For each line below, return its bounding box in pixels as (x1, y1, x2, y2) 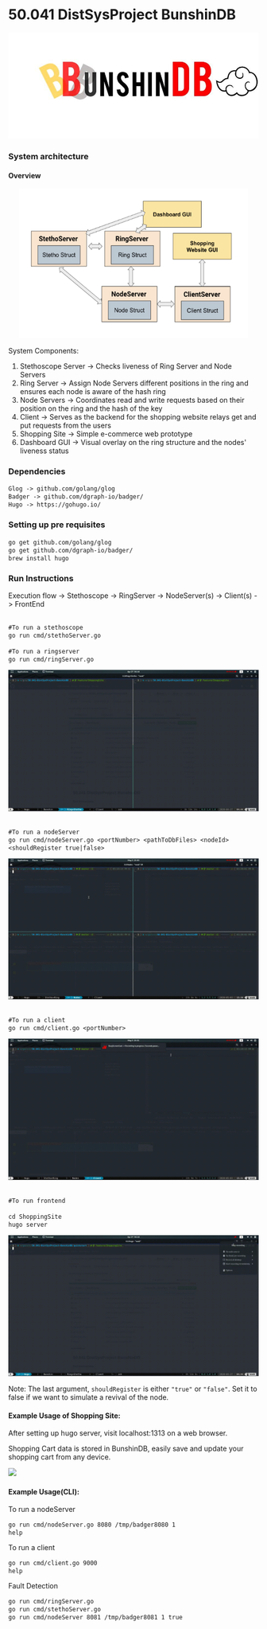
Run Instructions (8, 572, 74, 584)
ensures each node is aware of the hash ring (19, 387, 167, 397)
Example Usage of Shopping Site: (8, 1411, 121, 1420)
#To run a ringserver (8, 647, 80, 656)
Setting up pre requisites (8, 519, 106, 530)
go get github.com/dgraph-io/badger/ (8, 546, 133, 554)
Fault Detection (8, 1581, 58, 1591)
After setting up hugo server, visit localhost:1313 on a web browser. (8, 1428, 228, 1438)
